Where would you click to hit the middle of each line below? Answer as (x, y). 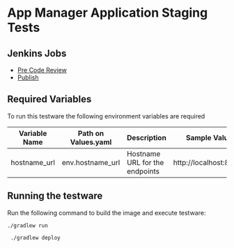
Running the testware (55, 196)
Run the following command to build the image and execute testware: (107, 212)
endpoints (143, 171)
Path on (91, 133)
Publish (28, 77)
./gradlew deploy (35, 238)
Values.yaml (91, 142)
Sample (198, 137)
